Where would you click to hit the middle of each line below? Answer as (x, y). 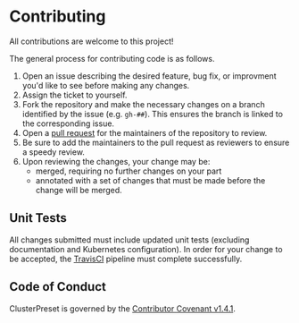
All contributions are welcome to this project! (91, 41)
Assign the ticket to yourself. (75, 95)
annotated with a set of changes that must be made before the (150, 180)
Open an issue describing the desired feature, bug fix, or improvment (149, 76)
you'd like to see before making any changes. (106, 85)
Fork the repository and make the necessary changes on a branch (143, 104)
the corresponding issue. (68, 123)
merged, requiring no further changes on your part (129, 171)
